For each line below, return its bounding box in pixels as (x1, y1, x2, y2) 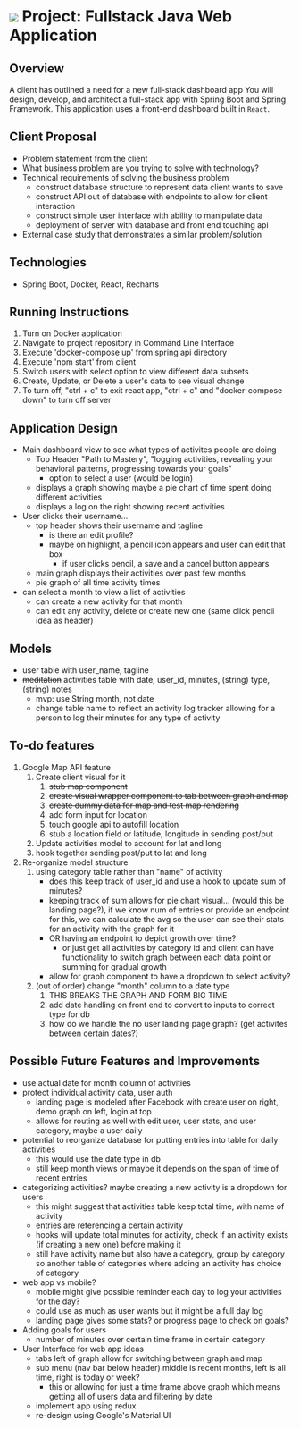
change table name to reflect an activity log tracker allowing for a (35, 703, 276, 714)
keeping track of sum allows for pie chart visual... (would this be (48, 895, 285, 905)
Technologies (9, 255, 87, 270)
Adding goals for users (21, 1324, 107, 1335)
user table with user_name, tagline (21, 665, 149, 676)
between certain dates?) (48, 1028, 139, 1038)
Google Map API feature (21, 761, 112, 772)
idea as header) (35, 615, 94, 626)
